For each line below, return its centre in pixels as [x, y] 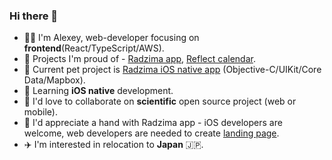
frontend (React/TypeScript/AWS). [94, 48]
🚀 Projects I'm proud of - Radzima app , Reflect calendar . [139, 59]
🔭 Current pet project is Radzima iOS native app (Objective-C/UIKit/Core [172, 70]
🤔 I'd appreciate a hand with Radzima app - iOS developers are [153, 123]
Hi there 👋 [34, 16]
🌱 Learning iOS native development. [98, 91]
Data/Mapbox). [54, 80]
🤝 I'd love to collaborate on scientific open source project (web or [160, 101]
